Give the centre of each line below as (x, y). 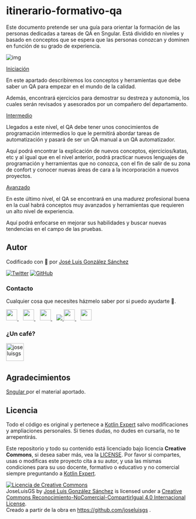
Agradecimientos (38, 377)
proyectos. (19, 176)
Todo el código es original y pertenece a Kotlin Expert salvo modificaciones (97, 424)
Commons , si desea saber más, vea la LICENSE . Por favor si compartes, (94, 454)
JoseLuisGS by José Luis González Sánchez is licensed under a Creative (94, 491)
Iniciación (18, 68)
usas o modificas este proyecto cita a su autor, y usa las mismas (84, 461)
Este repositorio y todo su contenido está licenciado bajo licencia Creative (96, 448)
